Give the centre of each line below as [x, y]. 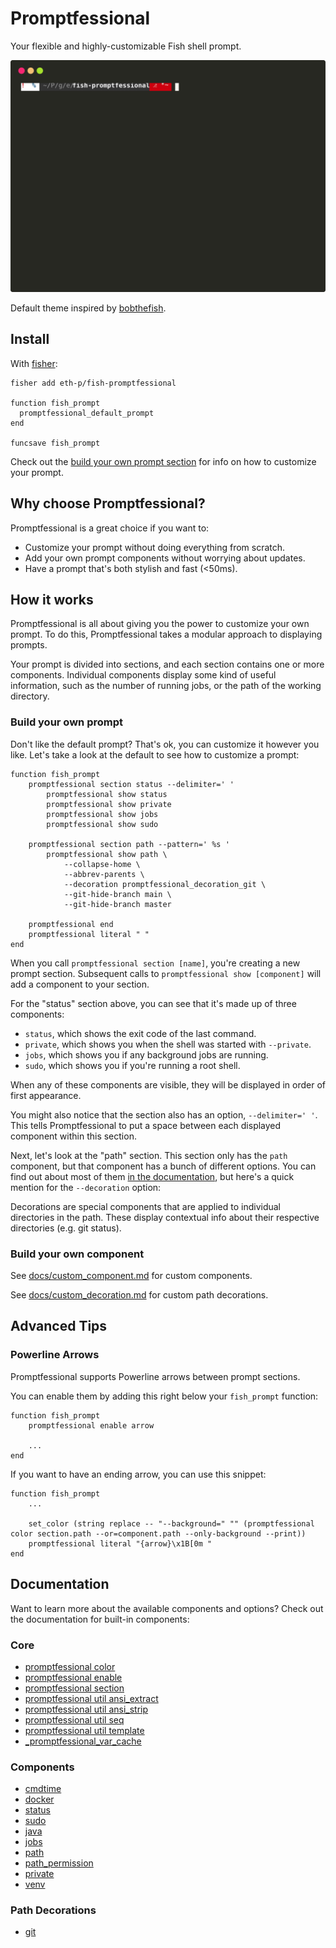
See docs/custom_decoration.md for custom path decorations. [139, 1295]
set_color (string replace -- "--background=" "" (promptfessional [171, 1523]
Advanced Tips [59, 1326]
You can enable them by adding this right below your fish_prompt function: [164, 1396]
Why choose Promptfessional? [108, 503]
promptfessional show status [107, 794]
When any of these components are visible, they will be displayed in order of [168, 1084]
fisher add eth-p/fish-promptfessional [93, 383]
